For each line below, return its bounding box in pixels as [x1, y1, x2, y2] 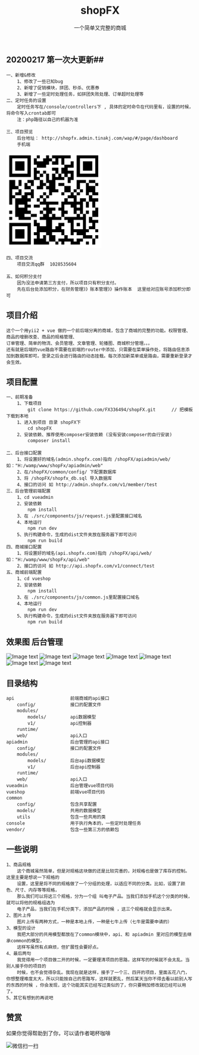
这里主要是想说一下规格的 [6, 874, 60, 880]
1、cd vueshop [17, 576, 51, 582]
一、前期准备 [6, 394, 33, 400]
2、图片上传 [6, 912, 32, 918]
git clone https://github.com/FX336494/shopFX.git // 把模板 [27, 407, 194, 413]
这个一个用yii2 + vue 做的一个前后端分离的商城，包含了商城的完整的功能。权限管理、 [6, 328, 191, 334]
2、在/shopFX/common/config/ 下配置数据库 [17, 469, 117, 475]
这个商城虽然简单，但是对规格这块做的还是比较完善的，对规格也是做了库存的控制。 [17, 868, 190, 874]
